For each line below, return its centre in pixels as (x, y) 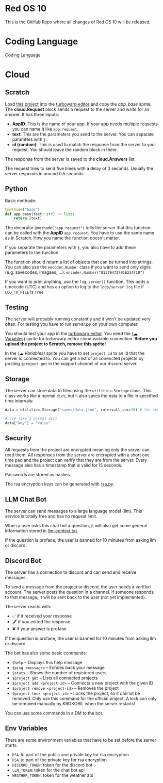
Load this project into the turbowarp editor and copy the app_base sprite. (78, 104)
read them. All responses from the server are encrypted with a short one (77, 455)
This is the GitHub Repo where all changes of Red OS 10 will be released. (78, 22)
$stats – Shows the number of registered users (59, 673)
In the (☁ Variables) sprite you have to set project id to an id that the (75, 353)
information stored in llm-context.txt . (42, 531)
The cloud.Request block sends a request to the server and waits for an (77, 109)
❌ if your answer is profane (39, 629)
